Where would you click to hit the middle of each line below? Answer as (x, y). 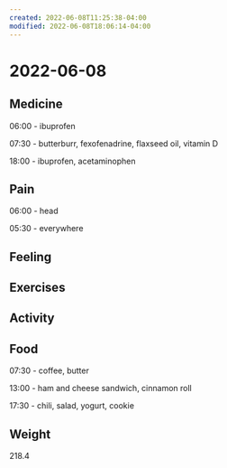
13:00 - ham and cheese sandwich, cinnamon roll (100, 388)
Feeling (31, 257)
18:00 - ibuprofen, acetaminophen (73, 161)
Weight (30, 434)
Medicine (36, 104)
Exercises (37, 288)
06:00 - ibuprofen (42, 126)
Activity (32, 318)
